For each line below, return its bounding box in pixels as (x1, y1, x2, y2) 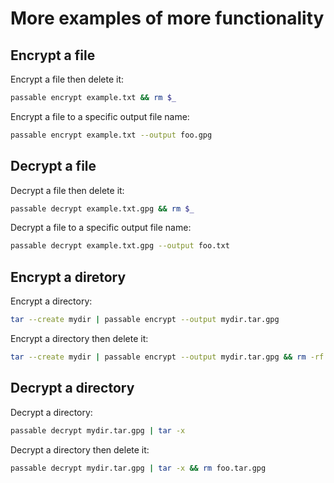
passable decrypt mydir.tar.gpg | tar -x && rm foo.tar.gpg (10, 463, 267, 473)
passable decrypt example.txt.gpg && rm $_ (10, 203, 195, 214)
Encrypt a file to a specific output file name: (10, 110, 190, 122)
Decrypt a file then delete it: (10, 184, 125, 196)
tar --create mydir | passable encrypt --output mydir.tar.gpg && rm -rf (10, 352, 325, 362)
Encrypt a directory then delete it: (10, 333, 149, 344)
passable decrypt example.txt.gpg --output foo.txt (10, 241, 230, 251)
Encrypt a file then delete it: (10, 73, 125, 85)
